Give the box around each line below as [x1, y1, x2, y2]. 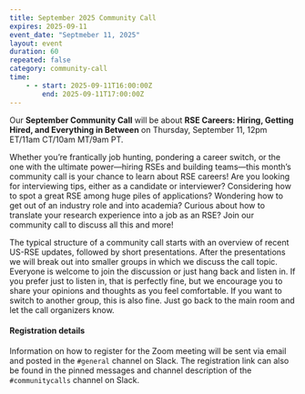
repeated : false [9, 56, 71, 65]
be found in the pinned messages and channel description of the [9, 365, 252, 376]
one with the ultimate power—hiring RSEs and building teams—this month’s [9, 161, 291, 172]
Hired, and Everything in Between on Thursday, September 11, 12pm [9, 124, 268, 135]
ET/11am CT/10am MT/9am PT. [9, 134, 124, 145]
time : [9, 73, 30, 82]
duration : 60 [9, 47, 59, 56]
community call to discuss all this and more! [9, 219, 175, 230]
